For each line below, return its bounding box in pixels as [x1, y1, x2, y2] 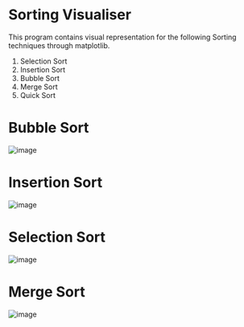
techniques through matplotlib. [8, 40, 110, 50]
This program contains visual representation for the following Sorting [8, 32, 237, 42]
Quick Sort [19, 90, 56, 100]
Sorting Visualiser [8, 6, 131, 24]
